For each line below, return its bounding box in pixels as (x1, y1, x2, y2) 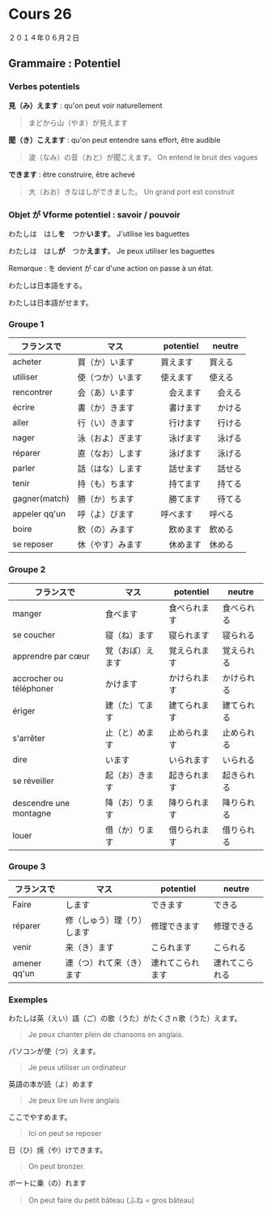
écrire (12, 402, 35, 414)
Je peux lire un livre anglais (28, 1095, 120, 1105)
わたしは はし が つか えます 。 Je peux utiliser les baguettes (8, 246, 215, 255)
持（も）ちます (77, 478, 135, 490)
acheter (12, 356, 42, 367)
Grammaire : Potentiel (8, 57, 121, 71)
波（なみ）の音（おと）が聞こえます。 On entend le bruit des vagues (28, 152, 258, 162)
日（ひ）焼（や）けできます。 (8, 1145, 108, 1155)
